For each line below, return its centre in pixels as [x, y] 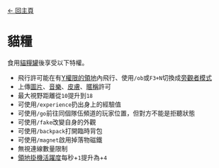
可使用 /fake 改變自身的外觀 [57, 122]
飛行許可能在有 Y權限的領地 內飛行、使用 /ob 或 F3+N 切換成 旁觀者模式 [115, 77]
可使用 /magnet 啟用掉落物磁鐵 [60, 140]
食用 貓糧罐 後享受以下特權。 [48, 62]
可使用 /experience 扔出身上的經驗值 [69, 104]
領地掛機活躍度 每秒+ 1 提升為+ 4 [62, 157]
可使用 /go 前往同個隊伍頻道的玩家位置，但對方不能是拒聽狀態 [106, 113]
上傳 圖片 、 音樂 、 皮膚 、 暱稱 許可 [64, 86]
